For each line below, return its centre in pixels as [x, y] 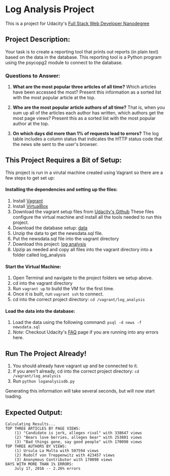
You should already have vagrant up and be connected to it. [75, 366]
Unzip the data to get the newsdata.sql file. [58, 233]
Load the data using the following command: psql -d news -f [77, 322]
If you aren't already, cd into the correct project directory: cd [76, 371]
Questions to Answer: [33, 76]
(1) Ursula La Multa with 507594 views [57, 451]
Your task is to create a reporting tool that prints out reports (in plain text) [82, 51]
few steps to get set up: [30, 178]
